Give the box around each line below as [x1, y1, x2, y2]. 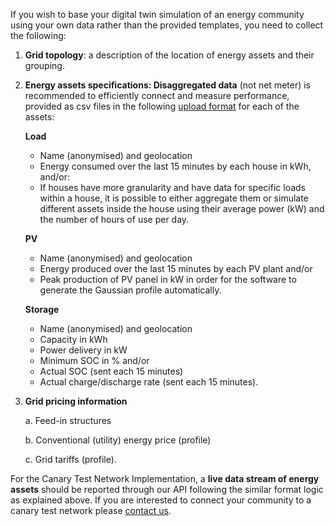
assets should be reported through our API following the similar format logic [10, 484, 324, 495]
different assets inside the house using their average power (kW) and [39, 203, 325, 214]
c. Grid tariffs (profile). [24, 454, 117, 465]
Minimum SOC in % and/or [39, 355, 150, 366]
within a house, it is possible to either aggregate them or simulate [39, 192, 309, 204]
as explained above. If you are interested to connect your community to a [10, 494, 312, 506]
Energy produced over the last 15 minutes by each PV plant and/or [39, 263, 313, 274]
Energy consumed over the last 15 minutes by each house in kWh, [39, 160, 312, 172]
